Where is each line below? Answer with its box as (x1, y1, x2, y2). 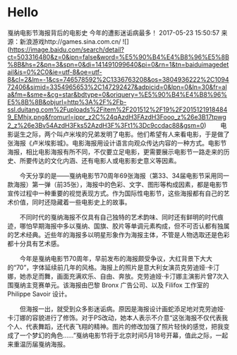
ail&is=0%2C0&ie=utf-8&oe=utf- (7, 68, 102, 76)
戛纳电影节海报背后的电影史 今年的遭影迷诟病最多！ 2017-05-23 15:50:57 (7, 28, 220, 37)
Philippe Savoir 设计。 (7, 289, 71, 298)
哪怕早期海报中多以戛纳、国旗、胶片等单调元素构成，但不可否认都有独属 (19, 222, 230, 230)
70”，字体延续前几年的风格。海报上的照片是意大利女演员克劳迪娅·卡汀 (16, 263, 220, 272)
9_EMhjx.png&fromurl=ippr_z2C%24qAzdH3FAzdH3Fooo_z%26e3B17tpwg (7, 112, 227, 121)
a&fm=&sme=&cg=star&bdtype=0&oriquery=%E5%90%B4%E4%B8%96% (7, 90, 228, 99)
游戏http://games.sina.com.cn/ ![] (31, 37, 129, 46)
